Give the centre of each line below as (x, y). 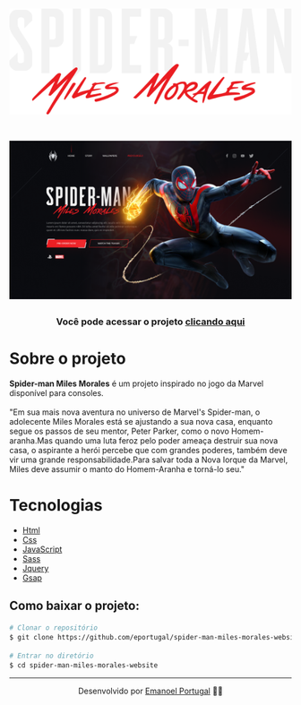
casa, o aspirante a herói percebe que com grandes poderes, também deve (149, 450)
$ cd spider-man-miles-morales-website (84, 666)
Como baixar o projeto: (75, 606)
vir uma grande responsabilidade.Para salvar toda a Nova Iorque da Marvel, (149, 460)
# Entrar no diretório (52, 656)
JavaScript (42, 549)
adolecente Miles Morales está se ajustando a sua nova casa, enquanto (141, 421)
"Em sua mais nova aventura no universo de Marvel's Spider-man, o (135, 412)
